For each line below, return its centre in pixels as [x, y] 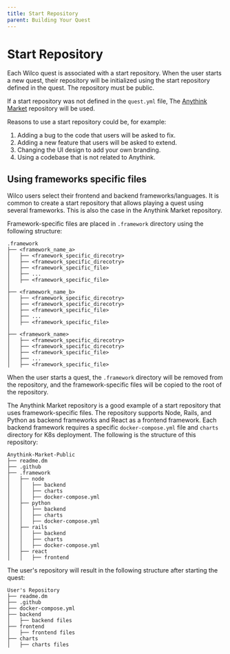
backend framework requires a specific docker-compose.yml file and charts [113, 427]
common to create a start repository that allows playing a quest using [105, 203]
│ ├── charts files [38, 645]
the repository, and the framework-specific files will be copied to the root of [115, 385]
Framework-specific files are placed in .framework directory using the [106, 224]
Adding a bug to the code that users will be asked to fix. [96, 135]
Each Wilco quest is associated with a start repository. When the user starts [114, 73]
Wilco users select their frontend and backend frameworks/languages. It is [113, 196]
